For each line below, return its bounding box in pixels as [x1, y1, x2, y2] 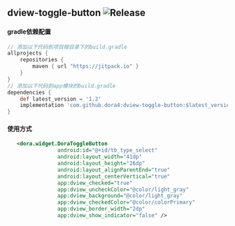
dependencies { [7, 89, 52, 96]
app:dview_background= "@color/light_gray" [57, 192, 183, 199]
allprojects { [7, 50, 49, 57]
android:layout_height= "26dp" [57, 160, 145, 167]
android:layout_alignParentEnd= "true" [57, 166, 171, 174]
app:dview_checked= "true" [57, 179, 133, 186]
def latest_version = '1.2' [20, 95, 101, 102]
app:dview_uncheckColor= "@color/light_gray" [57, 186, 190, 193]
